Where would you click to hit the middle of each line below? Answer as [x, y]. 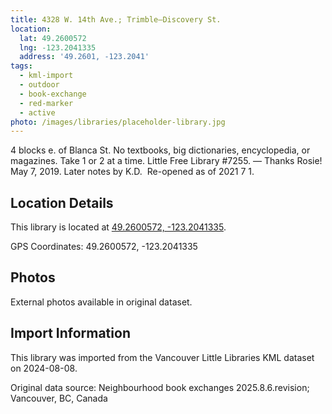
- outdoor [39, 85]
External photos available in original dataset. [101, 302]
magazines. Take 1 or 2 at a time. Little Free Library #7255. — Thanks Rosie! [166, 161]
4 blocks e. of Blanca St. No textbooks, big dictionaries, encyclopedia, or [160, 150]
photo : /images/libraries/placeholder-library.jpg [118, 122]
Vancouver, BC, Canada [59, 398]
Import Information [70, 333]
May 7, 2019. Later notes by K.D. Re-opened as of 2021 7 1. [132, 172]
